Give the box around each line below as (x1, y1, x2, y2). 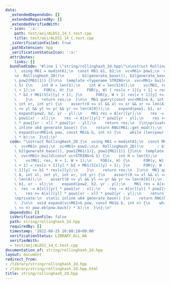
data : (5, 7, 17, 13)
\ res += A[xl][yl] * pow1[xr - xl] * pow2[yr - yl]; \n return (14, 191, 164, 196)
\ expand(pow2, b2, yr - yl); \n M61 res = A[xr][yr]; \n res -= (14, 111, 164, 116)
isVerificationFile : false (10, 215, 67, 220)
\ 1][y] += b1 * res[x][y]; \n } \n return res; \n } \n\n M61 (14, 168, 159, 173)
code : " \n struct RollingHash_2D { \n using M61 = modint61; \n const (10, 139, 159, 144)
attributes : (10, 54, 35, 60)
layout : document (5, 252, 42, 257)
